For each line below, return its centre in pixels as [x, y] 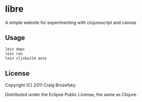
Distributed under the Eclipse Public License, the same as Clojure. [71, 95]
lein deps [15, 49]
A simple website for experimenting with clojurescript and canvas [71, 22]
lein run [14, 54]
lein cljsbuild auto [26, 58]
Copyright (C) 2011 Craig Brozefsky [41, 85]
